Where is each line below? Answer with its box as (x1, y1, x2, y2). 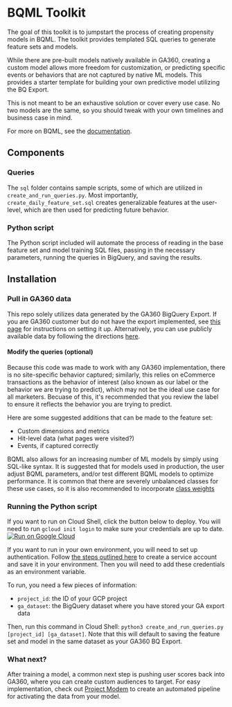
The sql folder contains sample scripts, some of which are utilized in (7, 184, 203, 192)
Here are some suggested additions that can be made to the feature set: (7, 413, 213, 422)
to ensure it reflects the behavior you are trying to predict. (7, 400, 172, 408)
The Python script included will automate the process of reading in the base (7, 238, 224, 247)
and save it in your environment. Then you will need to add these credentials (7, 560, 225, 569)
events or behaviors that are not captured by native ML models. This (7, 71, 202, 79)
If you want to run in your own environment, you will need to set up (7, 546, 198, 554)
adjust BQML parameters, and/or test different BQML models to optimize (7, 469, 214, 478)
